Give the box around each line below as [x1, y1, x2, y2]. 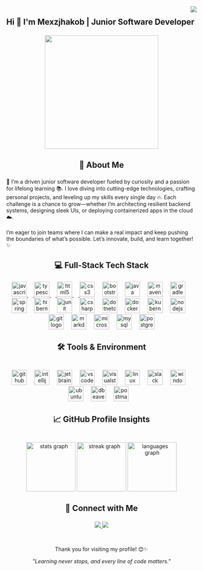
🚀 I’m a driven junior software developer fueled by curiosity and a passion [6, 178, 190, 185]
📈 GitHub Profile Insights [53, 414, 150, 424]
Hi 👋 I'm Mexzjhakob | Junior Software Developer [6, 17, 195, 27]
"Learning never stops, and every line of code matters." [32, 557, 171, 565]
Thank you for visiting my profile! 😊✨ [54, 545, 149, 553]
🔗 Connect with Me [65, 503, 138, 513]
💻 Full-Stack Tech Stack [54, 260, 149, 271]
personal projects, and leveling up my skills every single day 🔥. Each [6, 193, 176, 200]
